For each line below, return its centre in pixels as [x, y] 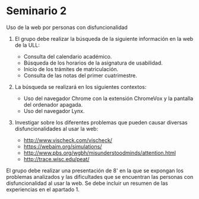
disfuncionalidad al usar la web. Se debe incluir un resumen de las [87, 183]
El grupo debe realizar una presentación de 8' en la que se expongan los [95, 171]
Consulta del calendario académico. [68, 56]
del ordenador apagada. [53, 104]
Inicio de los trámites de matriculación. [71, 69]
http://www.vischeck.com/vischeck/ [68, 140]
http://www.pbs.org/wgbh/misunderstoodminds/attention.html [100, 153]
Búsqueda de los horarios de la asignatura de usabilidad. [93, 63]
